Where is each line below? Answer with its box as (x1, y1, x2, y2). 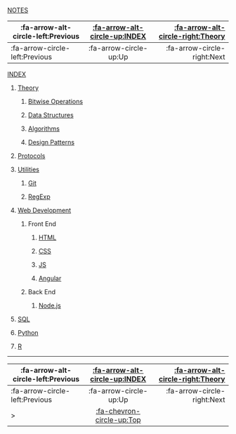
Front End (27, 220, 56, 228)
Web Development (17, 206, 72, 214)
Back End (27, 288, 56, 296)
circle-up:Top (95, 415, 142, 424)
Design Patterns (27, 138, 75, 146)
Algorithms (27, 124, 60, 133)
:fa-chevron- (96, 407, 140, 416)
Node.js (38, 301, 61, 310)
